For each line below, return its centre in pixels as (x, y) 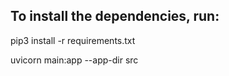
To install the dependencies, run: (115, 16)
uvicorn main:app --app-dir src (74, 60)
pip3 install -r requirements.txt (73, 40)
